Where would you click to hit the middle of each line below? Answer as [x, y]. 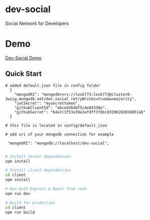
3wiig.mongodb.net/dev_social [37, 99]
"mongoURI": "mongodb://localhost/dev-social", [58, 143]
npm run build [20, 212]
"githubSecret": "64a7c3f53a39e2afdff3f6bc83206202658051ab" [80, 112]
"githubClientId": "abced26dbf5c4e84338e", [61, 107]
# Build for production [30, 203]
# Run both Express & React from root [46, 189]
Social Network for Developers [37, 23]
